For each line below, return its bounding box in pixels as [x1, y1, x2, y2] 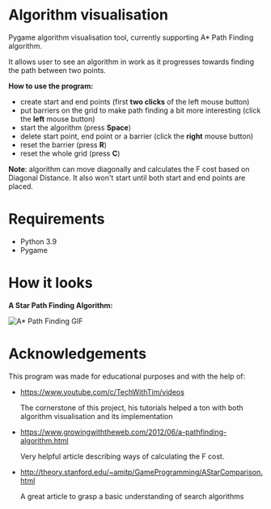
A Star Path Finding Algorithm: [8, 300, 113, 310]
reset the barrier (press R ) [19, 139, 108, 149]
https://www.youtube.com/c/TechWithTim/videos [19, 387, 184, 396]
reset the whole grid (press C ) [19, 148, 121, 158]
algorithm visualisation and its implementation [19, 411, 173, 421]
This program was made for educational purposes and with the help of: [8, 371, 245, 381]
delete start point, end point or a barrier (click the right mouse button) [19, 131, 254, 141]
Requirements [8, 210, 105, 229]
